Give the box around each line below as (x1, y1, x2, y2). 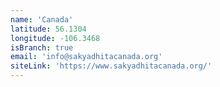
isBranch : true (10, 42, 74, 53)
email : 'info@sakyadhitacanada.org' (10, 52, 163, 62)
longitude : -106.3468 (10, 33, 101, 43)
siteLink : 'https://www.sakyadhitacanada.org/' (10, 61, 213, 71)
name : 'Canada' (10, 14, 74, 25)
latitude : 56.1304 (10, 24, 87, 34)
